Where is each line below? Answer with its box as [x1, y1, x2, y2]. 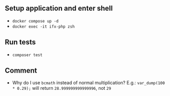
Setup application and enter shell [5, 4, 113, 13]
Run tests [5, 38, 36, 46]
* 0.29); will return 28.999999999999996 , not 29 [12, 85, 111, 91]
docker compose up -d [12, 18, 59, 23]
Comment [5, 66, 37, 75]
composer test [12, 52, 43, 58]
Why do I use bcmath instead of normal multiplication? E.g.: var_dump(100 [12, 80, 165, 86]
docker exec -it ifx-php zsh [12, 24, 75, 29]
